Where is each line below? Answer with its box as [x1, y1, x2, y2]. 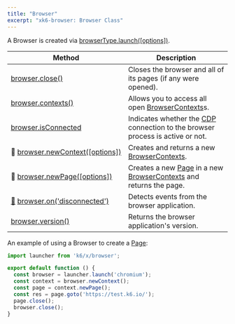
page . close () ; [13, 297, 55, 304]
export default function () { [7, 264, 96, 272]
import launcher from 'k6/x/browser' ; [7, 252, 120, 259]
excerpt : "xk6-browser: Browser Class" [7, 17, 124, 24]
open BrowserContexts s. [128, 102, 210, 112]
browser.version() [10, 216, 70, 226]
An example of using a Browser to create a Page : [7, 238, 148, 247]
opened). [128, 82, 159, 92]
